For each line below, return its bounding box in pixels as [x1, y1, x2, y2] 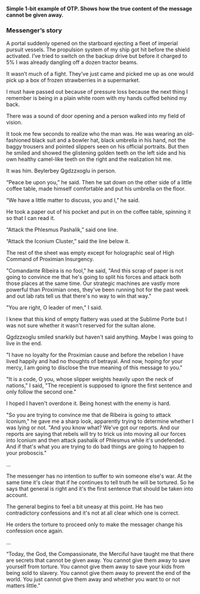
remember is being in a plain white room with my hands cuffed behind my [6, 95, 187, 102]
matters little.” [6, 582, 41, 589]
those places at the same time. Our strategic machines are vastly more [6, 280, 180, 287]
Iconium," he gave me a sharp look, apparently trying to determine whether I [6, 417, 194, 425]
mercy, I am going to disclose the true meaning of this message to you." [6, 364, 183, 372]
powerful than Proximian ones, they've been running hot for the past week [6, 286, 189, 293]
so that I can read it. [6, 215, 56, 222]
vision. [6, 119, 23, 126]
